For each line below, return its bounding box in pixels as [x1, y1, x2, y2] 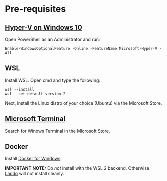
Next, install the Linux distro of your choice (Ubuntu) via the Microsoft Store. [5, 100, 162, 106]
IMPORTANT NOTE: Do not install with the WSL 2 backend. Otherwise [5, 165, 150, 171]
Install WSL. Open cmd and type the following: [5, 77, 101, 83]
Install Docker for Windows [5, 156, 61, 162]
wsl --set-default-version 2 [5, 91, 66, 96]
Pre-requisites [5, 3, 66, 15]
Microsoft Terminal [5, 115, 66, 123]
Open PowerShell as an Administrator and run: [5, 36, 100, 42]
